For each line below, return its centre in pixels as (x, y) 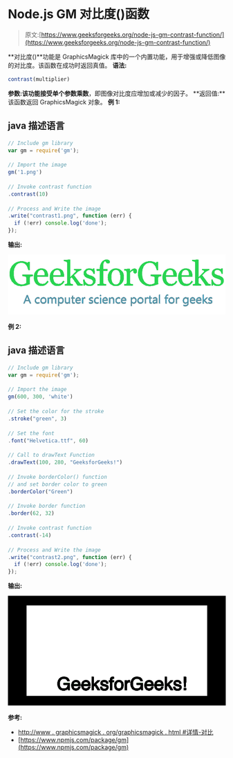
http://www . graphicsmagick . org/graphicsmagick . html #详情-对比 (115, 732)
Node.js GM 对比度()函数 (78, 14)
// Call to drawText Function (52, 455)
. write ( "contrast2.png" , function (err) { (70, 557)
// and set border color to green (58, 484)
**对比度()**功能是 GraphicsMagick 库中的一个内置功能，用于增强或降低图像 (117, 57)
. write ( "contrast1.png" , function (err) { (70, 216)
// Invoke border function (47, 506)
